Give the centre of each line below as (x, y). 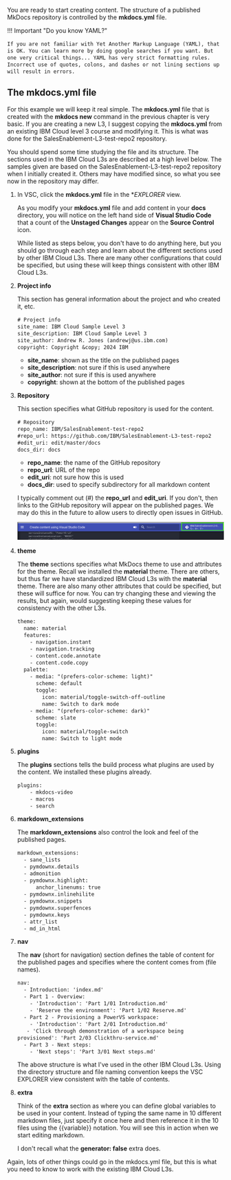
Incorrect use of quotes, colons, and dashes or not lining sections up (113, 65)
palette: (36, 670)
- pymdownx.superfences (57, 908)
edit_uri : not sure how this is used (76, 477)
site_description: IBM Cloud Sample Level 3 (82, 333)
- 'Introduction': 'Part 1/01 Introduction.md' (99, 1003)
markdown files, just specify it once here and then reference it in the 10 (118, 1120)
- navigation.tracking (62, 649)
